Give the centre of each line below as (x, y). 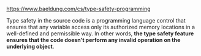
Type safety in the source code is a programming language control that (96, 20)
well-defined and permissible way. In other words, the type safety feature (100, 33)
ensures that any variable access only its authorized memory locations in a (100, 27)
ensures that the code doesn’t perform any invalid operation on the (93, 40)
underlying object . (30, 46)
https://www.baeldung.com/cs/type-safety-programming (79, 9)
